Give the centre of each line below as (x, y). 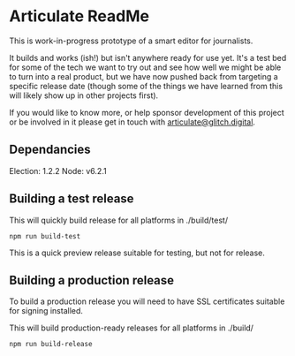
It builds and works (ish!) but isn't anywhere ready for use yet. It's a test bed (148, 57)
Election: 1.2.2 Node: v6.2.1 (58, 170)
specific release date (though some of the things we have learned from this (146, 86)
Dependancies (50, 150)
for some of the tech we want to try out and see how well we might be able (145, 67)
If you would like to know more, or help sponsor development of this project (147, 112)
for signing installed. (46, 311)
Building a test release (72, 199)
